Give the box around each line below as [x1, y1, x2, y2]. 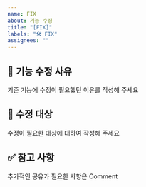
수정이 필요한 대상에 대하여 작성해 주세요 [7, 128, 120, 137]
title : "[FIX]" [7, 24, 53, 31]
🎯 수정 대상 [7, 108, 53, 121]
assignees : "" [7, 37, 50, 44]
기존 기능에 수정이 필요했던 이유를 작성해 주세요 [7, 85, 139, 93]
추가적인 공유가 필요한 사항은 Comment [7, 172, 118, 181]
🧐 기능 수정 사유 [7, 65, 73, 77]
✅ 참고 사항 [7, 151, 55, 164]
